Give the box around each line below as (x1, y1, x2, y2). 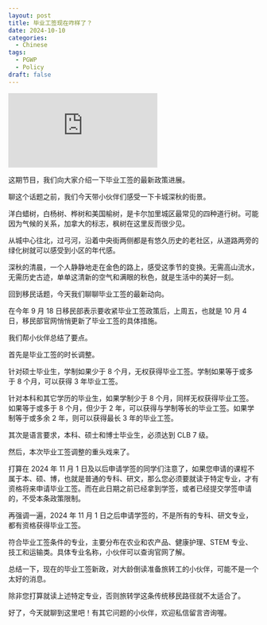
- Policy (15, 64, 44, 71)
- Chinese (15, 41, 48, 49)
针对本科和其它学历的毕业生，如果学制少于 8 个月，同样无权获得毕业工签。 (8, 393, 253, 403)
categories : (8, 33, 48, 42)
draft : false (8, 71, 52, 79)
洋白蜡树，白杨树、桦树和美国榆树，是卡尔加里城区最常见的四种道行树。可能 (8, 208, 259, 218)
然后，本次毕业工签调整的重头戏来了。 (8, 446, 133, 457)
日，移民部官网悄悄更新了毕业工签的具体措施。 (8, 315, 161, 326)
